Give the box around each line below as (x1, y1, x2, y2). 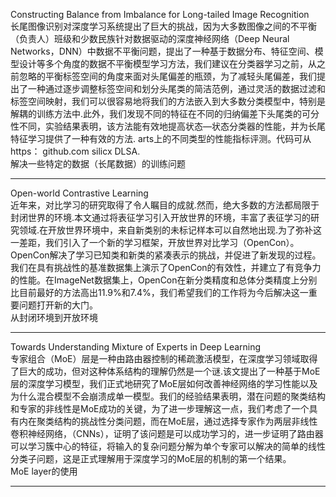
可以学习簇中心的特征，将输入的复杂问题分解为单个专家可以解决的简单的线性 (10, 440, 326, 452)
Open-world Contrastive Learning (10, 187, 149, 199)
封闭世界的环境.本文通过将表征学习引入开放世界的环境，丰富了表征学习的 (10, 212, 312, 223)
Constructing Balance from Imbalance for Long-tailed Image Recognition (10, 9, 310, 20)
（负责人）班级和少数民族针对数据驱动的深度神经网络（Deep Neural (10, 33, 290, 44)
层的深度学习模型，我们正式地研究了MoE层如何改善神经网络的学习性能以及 (10, 378, 318, 389)
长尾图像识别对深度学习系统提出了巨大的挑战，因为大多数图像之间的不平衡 (10, 20, 317, 32)
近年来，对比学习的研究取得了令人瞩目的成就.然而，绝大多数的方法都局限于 (10, 199, 320, 211)
